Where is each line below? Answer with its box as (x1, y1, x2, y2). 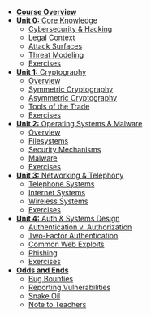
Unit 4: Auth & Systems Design (15, 214, 120, 223)
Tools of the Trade (28, 101, 90, 111)
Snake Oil (28, 291, 61, 301)
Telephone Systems (28, 179, 95, 189)
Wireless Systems (28, 196, 88, 206)
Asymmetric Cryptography (28, 93, 118, 102)
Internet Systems (28, 188, 86, 197)
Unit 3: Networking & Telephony (15, 170, 124, 180)
